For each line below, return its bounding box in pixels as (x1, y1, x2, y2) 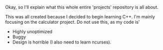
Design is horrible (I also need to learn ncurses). (12, 39, 112, 45)
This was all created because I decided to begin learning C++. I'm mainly (5, 14, 156, 19)
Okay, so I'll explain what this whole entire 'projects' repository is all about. (5, 4, 159, 10)
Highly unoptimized (12, 29, 53, 34)
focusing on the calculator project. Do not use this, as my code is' (5, 19, 140, 25)
